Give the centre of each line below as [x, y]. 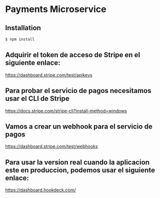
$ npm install [20, 39]
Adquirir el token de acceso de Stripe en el [73, 55]
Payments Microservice [56, 9]
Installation [23, 28]
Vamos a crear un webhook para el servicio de [79, 126]
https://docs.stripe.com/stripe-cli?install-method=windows [66, 111]
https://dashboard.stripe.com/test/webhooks [52, 146]
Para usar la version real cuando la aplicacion [77, 162]
